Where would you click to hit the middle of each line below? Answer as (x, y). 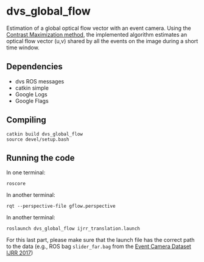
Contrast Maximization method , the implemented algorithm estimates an (97, 34)
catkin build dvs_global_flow (45, 134)
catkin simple (32, 88)
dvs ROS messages (40, 81)
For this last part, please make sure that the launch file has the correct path (100, 240)
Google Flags (32, 101)
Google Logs (31, 94)
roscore (16, 184)
